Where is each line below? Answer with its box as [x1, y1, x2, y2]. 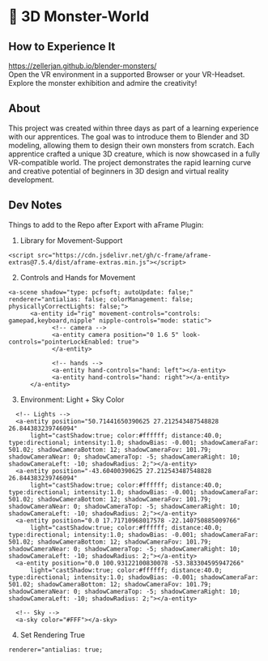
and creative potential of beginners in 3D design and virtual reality [8, 166, 229, 176]
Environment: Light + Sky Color [19, 394, 125, 404]
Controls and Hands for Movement [19, 272, 136, 282]
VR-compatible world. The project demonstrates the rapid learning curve [8, 157, 252, 167]
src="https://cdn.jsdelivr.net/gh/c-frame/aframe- [37, 251, 212, 259]
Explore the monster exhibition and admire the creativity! [8, 79, 198, 87]
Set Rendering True [19, 629, 85, 639]
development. [8, 174, 54, 185]
